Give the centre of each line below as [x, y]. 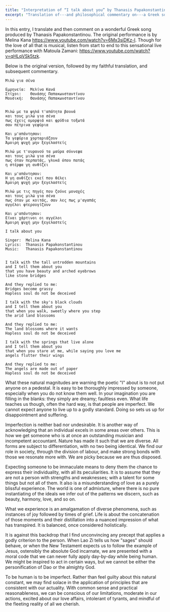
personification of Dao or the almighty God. [50, 567]
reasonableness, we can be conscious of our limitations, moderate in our [81, 593]
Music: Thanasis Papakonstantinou [44, 249]
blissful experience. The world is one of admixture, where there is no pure [82, 488]
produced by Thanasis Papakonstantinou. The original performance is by [81, 34]
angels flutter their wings [35, 355]
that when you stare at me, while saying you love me [63, 351]
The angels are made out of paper [42, 369]
